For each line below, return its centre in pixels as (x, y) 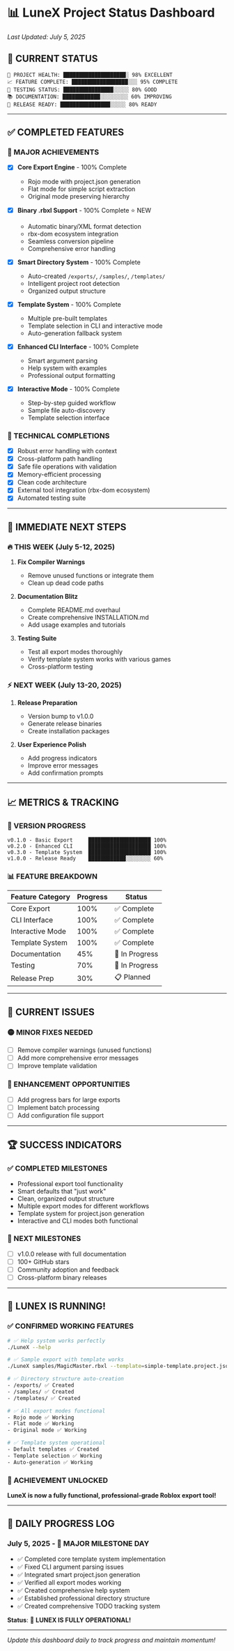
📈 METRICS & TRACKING (63, 802)
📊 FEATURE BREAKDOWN (52, 876)
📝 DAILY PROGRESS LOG (61, 1524)
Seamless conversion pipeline (71, 241)
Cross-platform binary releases (62, 1277)
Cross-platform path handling (60, 459)
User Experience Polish (52, 745)
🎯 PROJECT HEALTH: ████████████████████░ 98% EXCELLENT (90, 75)
